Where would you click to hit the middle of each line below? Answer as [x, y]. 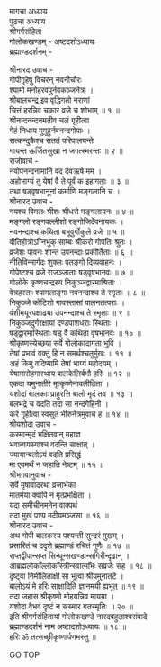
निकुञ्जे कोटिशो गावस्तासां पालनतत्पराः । [67, 302]
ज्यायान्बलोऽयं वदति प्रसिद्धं [45, 455]
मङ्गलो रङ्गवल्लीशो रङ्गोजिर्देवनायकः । [67, 221]
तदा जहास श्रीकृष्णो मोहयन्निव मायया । [62, 596]
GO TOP [25, 655]
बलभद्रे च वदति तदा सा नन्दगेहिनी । [59, 404]
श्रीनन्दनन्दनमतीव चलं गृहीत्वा [49, 120]
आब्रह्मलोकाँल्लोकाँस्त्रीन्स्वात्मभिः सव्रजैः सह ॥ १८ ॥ [80, 566]
